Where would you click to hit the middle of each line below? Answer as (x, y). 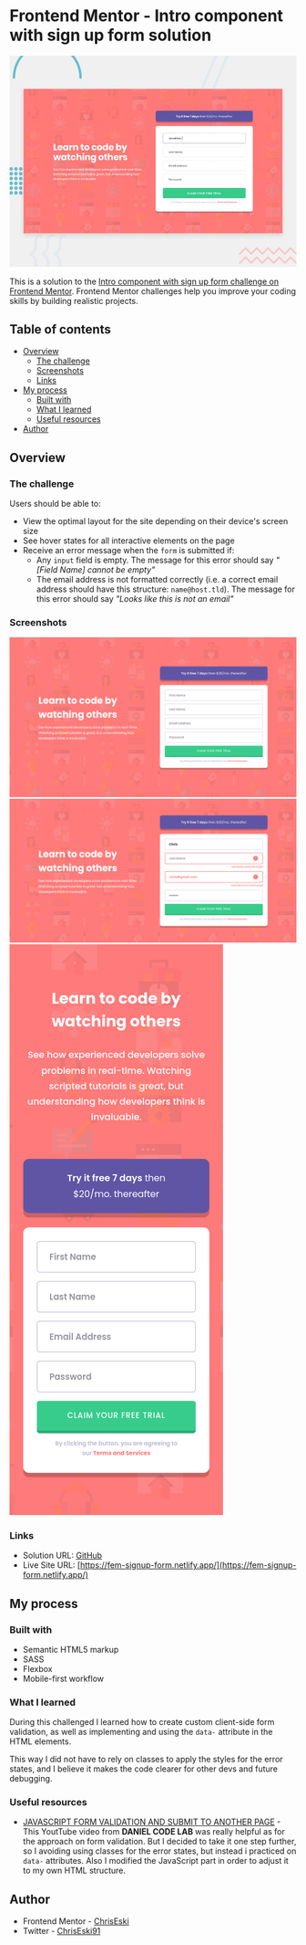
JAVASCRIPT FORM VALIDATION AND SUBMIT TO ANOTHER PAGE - (152, 1822)
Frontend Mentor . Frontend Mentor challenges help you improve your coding (153, 291)
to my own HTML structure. (74, 1871)
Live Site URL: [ (51, 1565)
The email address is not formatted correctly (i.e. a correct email (157, 580)
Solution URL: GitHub (62, 1556)
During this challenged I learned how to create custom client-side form (142, 1722)
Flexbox (37, 1668)
